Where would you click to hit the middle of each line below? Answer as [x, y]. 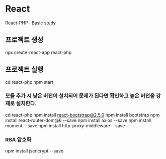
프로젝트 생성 [24, 40]
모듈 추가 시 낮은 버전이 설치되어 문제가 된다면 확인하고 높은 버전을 [80, 96]
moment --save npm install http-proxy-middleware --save [65, 125]
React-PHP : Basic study [31, 23]
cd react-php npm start [29, 82]
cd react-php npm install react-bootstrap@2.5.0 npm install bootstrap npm [82, 115]
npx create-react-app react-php [38, 52]
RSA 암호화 [18, 139]
